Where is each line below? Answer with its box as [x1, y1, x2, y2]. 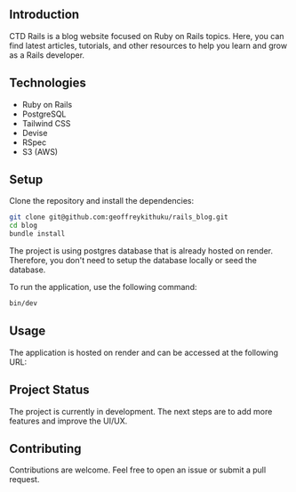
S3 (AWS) [21, 146, 59, 157]
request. [9, 474, 40, 485]
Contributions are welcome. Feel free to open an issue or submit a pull [9, 464, 267, 475]
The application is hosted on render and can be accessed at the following [9, 347, 278, 358]
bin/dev [9, 299, 38, 308]
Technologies [9, 76, 87, 91]
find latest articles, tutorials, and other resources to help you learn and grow [9, 40, 287, 51]
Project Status [9, 383, 91, 398]
